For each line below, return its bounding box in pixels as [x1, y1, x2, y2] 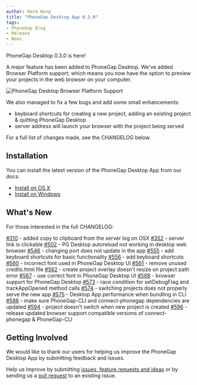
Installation [6, 151, 48, 161]
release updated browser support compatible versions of [6, 309, 144, 316]
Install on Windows [14, 190, 61, 197]
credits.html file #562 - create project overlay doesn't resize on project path [6, 266, 189, 273]
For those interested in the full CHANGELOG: [6, 223, 114, 230]
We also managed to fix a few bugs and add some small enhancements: [6, 99, 180, 106]
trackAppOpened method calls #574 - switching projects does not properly [6, 284, 188, 292]
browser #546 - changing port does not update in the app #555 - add [6, 247, 174, 254]
